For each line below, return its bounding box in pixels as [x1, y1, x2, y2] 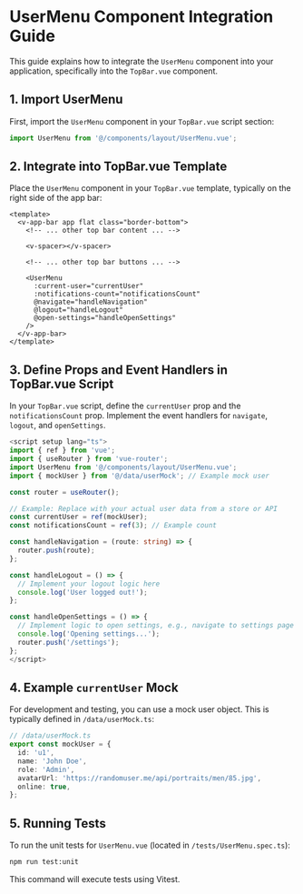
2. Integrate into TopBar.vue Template [9, 159, 228, 175]
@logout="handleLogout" [33, 306, 124, 315]
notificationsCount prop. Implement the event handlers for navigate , [9, 410, 268, 421]
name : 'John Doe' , [17, 757, 88, 766]
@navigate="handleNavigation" [33, 297, 148, 306]
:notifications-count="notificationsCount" [33, 289, 201, 299]
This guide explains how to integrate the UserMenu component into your [9, 55, 274, 66]
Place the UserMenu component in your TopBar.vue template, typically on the [9, 183, 292, 194]
